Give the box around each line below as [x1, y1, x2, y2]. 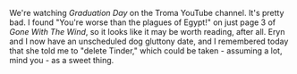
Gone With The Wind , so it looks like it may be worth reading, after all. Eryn [9, 27, 285, 37]
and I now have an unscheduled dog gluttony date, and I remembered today [9, 36, 289, 46]
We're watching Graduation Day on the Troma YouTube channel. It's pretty [9, 8, 284, 18]
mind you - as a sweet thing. [9, 55, 115, 65]
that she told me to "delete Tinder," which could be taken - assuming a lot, [9, 45, 283, 56]
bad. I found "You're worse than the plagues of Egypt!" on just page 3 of [9, 17, 276, 28]
